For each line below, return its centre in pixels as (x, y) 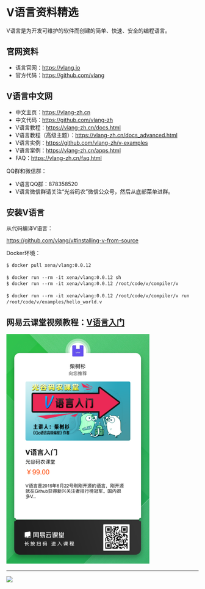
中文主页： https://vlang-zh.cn (53, 112)
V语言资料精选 (42, 13)
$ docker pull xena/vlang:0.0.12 (49, 266)
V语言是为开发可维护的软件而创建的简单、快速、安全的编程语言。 (88, 31)
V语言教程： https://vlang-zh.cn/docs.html (68, 127)
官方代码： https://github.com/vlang (60, 75)
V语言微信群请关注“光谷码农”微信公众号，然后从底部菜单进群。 (94, 191)
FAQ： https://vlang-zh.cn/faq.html (58, 158)
